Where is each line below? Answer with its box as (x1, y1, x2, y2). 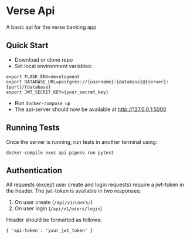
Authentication (6, 166, 63, 176)
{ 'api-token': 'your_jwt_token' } (6, 228, 93, 234)
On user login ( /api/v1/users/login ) (14, 205, 103, 212)
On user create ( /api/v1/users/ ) (14, 198, 93, 206)
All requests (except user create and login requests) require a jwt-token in (6, 181, 185, 188)
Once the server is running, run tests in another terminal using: (6, 138, 158, 145)
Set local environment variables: (14, 62, 93, 69)
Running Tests (6, 123, 60, 133)
